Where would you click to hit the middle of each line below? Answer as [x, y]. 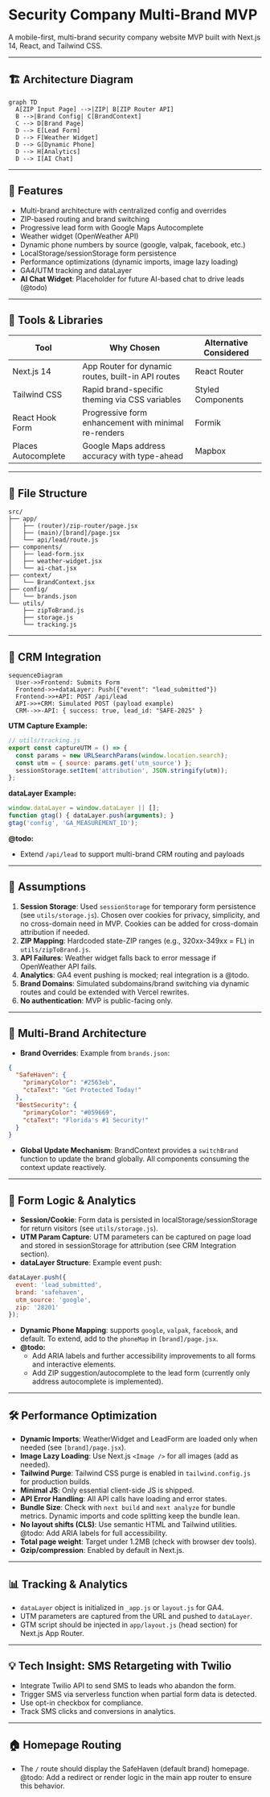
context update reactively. [63, 1168]
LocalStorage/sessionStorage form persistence [98, 253]
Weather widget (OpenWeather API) [79, 236]
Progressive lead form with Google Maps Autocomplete [112, 227]
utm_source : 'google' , [53, 1300]
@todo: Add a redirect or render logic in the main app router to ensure [136, 1777]
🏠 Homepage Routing [65, 1745]
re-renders [103, 433]
